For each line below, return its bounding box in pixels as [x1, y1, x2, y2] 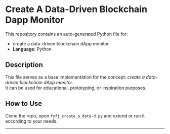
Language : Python [12, 46, 52, 52]
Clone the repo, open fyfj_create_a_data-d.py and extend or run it [5, 112, 145, 119]
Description [5, 60, 43, 69]
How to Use [5, 99, 42, 108]
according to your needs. [5, 118, 58, 124]
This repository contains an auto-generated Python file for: [5, 31, 128, 37]
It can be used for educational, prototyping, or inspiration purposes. [5, 85, 147, 91]
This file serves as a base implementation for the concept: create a [5, 74, 145, 80]
